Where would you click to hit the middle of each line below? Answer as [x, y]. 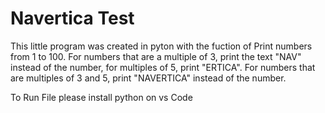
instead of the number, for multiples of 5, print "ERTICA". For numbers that [163, 67]
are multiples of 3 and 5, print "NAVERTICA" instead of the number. [148, 78]
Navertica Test [72, 18]
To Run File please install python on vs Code [101, 97]
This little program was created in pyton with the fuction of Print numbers [161, 46]
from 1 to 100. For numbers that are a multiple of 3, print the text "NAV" [156, 56]
